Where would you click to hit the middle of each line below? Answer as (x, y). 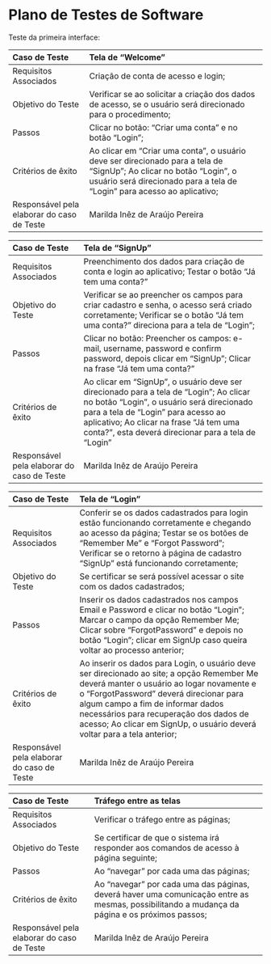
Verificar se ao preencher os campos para (163, 294)
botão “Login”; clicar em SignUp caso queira (163, 640)
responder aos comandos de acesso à (167, 848)
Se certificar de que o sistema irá (157, 837)
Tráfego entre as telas (138, 801)
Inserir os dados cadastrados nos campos (159, 599)
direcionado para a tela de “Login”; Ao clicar (167, 391)
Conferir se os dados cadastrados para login (164, 513)
